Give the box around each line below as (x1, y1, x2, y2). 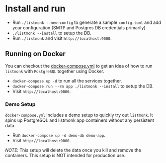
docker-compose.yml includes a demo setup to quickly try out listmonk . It (5, 112, 153, 118)
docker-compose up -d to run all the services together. (12, 78, 122, 83)
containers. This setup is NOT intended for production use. (5, 153, 126, 159)
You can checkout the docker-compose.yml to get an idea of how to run (5, 63, 153, 69)
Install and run (5, 3, 66, 14)
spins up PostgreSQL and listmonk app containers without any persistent (5, 117, 154, 123)
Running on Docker (5, 50, 66, 58)
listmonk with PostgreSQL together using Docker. (5, 68, 104, 74)
